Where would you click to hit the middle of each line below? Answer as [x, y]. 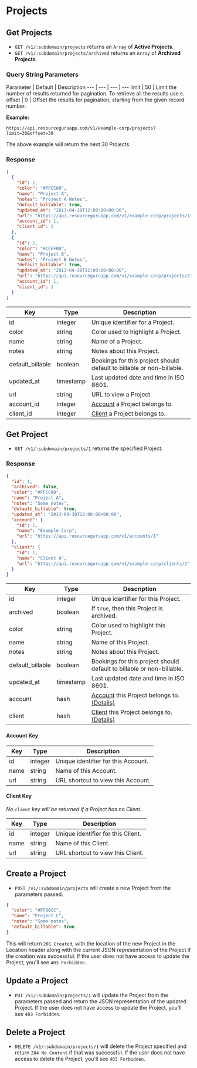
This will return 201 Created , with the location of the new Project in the [91, 943]
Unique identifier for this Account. [102, 761]
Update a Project [37, 981]
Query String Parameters [43, 74]
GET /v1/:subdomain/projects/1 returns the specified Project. [89, 448]
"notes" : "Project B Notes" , [52, 259]
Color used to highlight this [128, 626]
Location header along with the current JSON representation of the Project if [98, 950]
